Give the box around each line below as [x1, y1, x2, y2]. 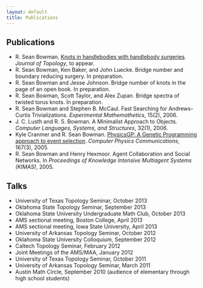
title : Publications [6, 15, 59, 21]
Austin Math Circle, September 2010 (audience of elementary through [15, 269, 190, 276]
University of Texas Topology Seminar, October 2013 [15, 197, 148, 205]
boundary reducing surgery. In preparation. [15, 72, 123, 80]
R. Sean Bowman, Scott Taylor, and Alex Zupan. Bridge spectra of [15, 92, 180, 99]
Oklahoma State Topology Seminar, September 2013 [15, 203, 146, 211]
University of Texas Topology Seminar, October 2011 [15, 255, 146, 262]
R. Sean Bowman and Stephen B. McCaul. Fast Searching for [15, 105, 167, 113]
